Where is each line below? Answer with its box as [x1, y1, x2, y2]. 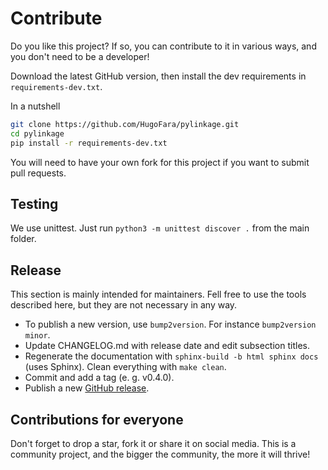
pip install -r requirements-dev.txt [10, 138, 168, 148]
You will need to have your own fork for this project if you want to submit [10, 156, 310, 168]
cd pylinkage [10, 128, 65, 139]
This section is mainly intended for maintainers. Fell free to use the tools [10, 288, 307, 301]
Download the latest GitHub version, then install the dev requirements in [10, 70, 307, 82]
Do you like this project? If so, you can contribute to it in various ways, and [10, 40, 317, 52]
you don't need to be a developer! [10, 50, 150, 62]
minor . [24, 329, 51, 341]
